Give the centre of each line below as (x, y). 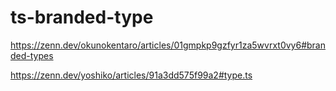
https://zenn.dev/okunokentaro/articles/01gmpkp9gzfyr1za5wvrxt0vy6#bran (168, 45)
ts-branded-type (82, 17)
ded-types (32, 55)
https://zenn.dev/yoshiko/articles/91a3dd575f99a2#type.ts (131, 75)
